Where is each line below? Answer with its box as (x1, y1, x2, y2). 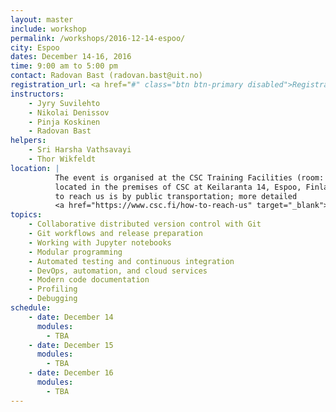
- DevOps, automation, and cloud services (28, 266, 208, 276)
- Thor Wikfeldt (28, 154, 97, 164)
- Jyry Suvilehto (28, 98, 101, 108)
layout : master (10, 14, 74, 25)
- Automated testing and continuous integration (28, 256, 235, 266)
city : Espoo (10, 42, 60, 53)
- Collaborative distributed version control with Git (28, 219, 262, 230)
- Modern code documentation (28, 275, 150, 285)
